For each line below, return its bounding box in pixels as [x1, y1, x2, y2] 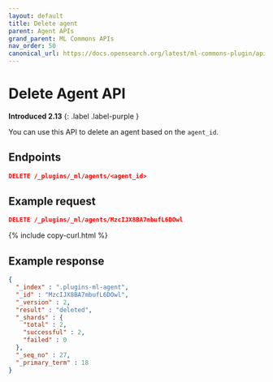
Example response [8, 254, 105, 268]
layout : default [8, 11, 63, 20]
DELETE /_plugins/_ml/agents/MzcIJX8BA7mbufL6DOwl [8, 216, 184, 224]
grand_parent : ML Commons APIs [8, 34, 115, 43]
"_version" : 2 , [15, 298, 71, 307]
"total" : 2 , [23, 321, 67, 329]
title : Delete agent [8, 19, 79, 28]
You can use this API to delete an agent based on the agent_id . [8, 127, 219, 136]
